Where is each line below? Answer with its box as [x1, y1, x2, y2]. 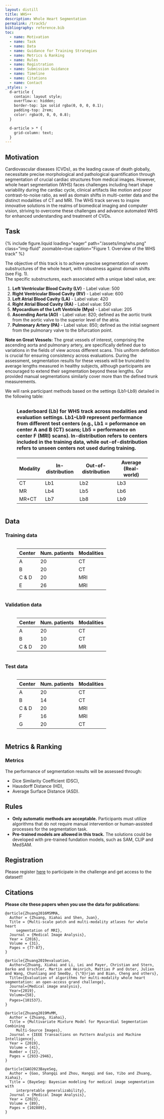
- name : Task [9, 39, 36, 44]
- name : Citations [9, 76, 47, 81]
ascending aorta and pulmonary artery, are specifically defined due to [5, 342, 146, 348]
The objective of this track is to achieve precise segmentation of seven [5, 260, 148, 266]
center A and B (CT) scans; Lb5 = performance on [16, 426, 136, 433]
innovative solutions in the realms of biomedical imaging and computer [5, 202, 148, 209]
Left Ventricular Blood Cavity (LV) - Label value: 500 [12, 286, 120, 291]
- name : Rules [9, 57, 38, 62]
